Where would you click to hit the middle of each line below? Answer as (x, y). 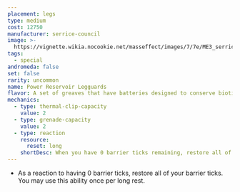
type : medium (27, 21)
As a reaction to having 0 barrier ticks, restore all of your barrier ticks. (120, 173)
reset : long (44, 146)
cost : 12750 (25, 27)
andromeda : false (33, 67)
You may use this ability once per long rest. (81, 181)
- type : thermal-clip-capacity (60, 107)
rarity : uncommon (33, 80)
